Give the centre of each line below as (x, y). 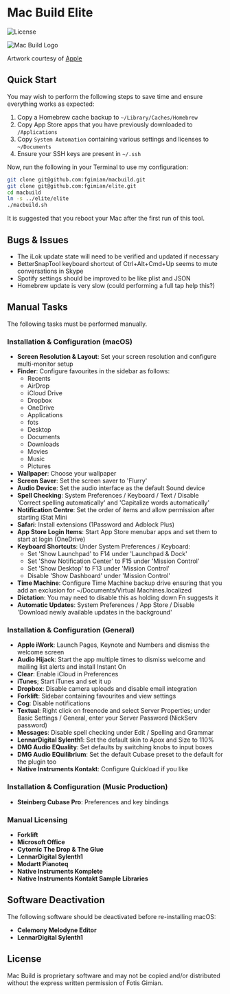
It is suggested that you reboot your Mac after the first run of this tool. (106, 219)
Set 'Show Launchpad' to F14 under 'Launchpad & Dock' (107, 554)
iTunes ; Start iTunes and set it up (64, 681)
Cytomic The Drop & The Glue (60, 849)
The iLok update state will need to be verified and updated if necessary (118, 256)
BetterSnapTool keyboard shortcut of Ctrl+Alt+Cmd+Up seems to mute (117, 263)
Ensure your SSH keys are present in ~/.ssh (79, 153)
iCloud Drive (45, 393)
